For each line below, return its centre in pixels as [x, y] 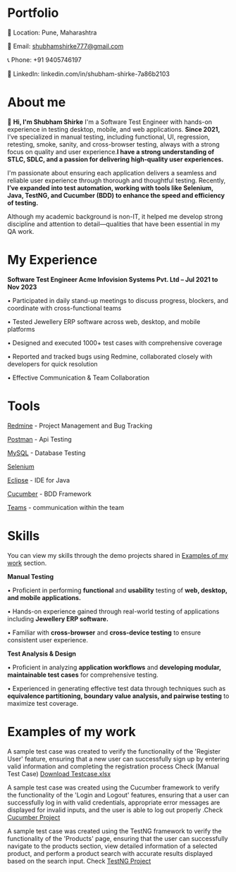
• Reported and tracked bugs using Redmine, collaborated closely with [110, 356]
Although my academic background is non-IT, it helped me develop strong [115, 216]
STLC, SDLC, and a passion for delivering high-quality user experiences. [116, 159]
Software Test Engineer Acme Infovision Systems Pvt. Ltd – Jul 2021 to [113, 279]
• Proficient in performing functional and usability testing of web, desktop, [117, 590]
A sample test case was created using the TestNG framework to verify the [114, 831]
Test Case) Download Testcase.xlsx [59, 773]
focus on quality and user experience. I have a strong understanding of [111, 151]
